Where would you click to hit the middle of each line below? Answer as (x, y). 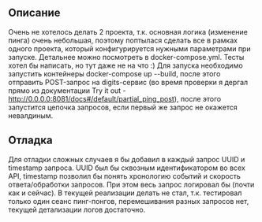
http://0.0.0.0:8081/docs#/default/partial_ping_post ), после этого (115, 98)
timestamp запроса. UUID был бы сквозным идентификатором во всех (127, 168)
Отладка (30, 141)
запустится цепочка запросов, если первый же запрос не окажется (123, 107)
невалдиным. (31, 115)
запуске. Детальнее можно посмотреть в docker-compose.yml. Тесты (126, 57)
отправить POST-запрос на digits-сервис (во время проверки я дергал (128, 82)
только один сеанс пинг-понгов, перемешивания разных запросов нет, (129, 201)
